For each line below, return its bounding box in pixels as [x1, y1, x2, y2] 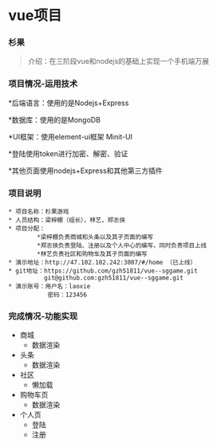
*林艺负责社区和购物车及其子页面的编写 [37, 250, 148, 258]
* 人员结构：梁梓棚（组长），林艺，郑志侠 [8, 216, 126, 225]
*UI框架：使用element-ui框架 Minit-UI [8, 131, 133, 141]
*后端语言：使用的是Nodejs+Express [8, 98, 129, 108]
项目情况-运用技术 [8, 78, 78, 89]
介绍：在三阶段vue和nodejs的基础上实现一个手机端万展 [27, 57, 210, 66]
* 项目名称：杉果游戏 [8, 208, 69, 216]
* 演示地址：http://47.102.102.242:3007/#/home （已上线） [8, 259, 197, 267]
